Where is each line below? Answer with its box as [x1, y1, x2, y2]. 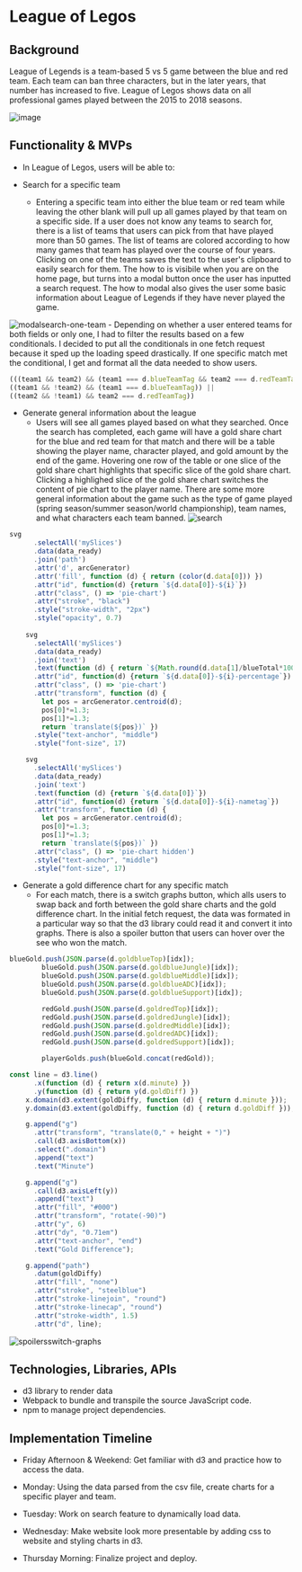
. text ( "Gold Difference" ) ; [32, 1245, 135, 1254]
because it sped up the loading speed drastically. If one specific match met [9, 348, 288, 359]
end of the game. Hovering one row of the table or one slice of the [35, 456, 281, 466]
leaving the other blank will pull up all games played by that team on [35, 206, 288, 217]
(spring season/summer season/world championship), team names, [35, 503, 287, 514]
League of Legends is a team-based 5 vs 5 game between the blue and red [9, 66, 289, 76]
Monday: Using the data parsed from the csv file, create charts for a [22, 1481, 275, 1493]
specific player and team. [22, 1491, 117, 1502]
